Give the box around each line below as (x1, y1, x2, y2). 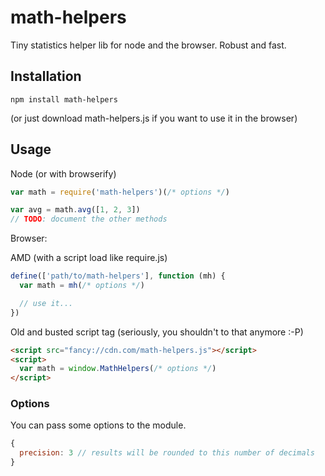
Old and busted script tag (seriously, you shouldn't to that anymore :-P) (10, 326, 304, 338)
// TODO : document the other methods (10, 214, 168, 225)
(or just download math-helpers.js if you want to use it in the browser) (10, 112, 298, 124)
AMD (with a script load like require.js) (10, 252, 168, 264)
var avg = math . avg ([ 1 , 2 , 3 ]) (10, 205, 141, 215)
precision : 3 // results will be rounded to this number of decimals (19, 448, 315, 458)
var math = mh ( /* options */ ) (19, 281, 145, 291)
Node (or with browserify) (10, 167, 117, 180)
